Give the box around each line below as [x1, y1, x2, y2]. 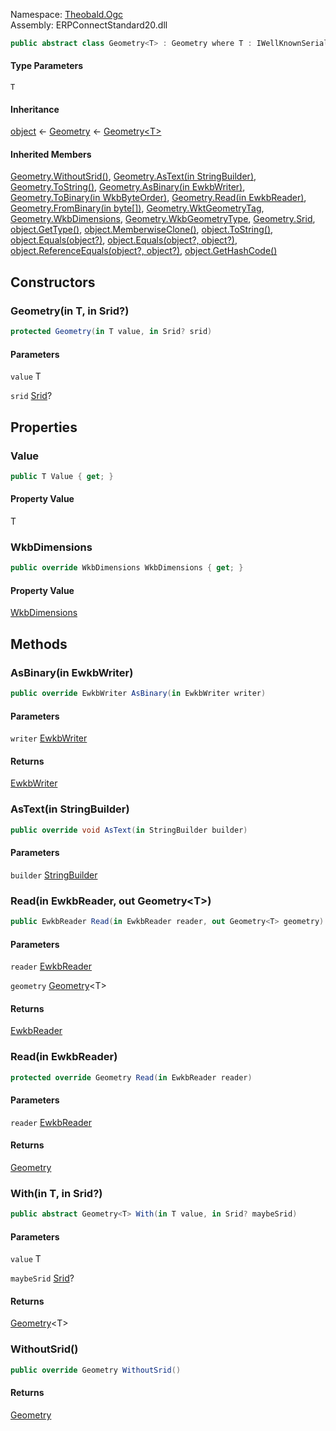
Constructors [10, 274, 96, 291]
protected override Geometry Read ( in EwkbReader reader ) [10, 1072, 253, 1083]
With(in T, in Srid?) [10, 1186, 103, 1200]
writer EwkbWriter [10, 732, 88, 744]
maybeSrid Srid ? [10, 1272, 75, 1284]
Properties [10, 419, 78, 436]
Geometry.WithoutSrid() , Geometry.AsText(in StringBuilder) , [10, 170, 257, 183]
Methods [10, 635, 68, 653]
